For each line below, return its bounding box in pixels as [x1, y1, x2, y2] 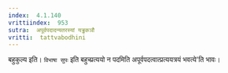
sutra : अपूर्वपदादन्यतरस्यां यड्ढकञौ [8, 26, 95, 34]
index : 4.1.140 [8, 11, 61, 20]
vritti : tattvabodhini [8, 33, 86, 42]
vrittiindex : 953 [8, 19, 68, 27]
